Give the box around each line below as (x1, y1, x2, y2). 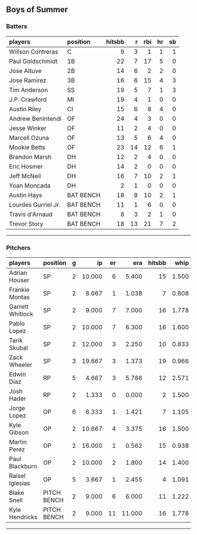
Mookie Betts (9, 143, 46, 151)
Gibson (9, 428, 29, 436)
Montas (9, 293, 30, 301)
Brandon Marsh (9, 152, 52, 161)
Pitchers (6, 244, 31, 252)
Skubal (9, 344, 28, 352)
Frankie (9, 285, 30, 294)
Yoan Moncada (9, 181, 51, 190)
